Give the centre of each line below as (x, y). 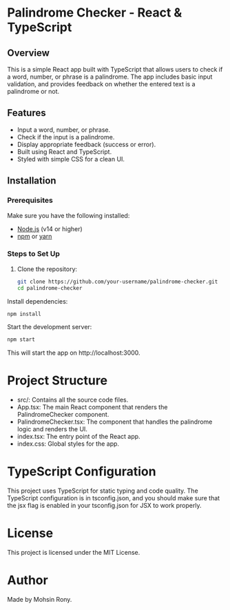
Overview (29, 53)
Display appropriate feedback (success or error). (86, 144)
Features (27, 113)
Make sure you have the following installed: (69, 215)
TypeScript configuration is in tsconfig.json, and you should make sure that (114, 498)
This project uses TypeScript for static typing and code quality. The (103, 491)
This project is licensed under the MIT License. (74, 553)
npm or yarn (34, 236)
